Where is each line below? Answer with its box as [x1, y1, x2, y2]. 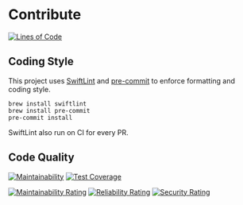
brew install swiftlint [8, 99, 87, 108]
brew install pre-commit [8, 106, 91, 114]
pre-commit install [8, 114, 73, 122]
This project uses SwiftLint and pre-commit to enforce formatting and [8, 75, 236, 85]
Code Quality [8, 151, 75, 164]
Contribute [8, 6, 82, 24]
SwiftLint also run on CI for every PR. [8, 127, 129, 137]
